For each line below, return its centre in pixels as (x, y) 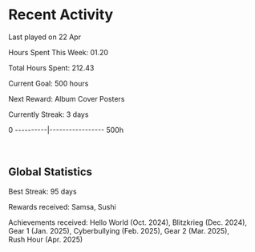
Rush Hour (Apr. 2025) (46, 239)
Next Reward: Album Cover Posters (67, 98)
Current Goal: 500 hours (49, 83)
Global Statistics (51, 172)
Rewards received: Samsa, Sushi (62, 206)
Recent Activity (61, 15)
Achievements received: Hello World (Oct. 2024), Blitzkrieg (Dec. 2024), (127, 222)
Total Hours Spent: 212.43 (51, 68)
